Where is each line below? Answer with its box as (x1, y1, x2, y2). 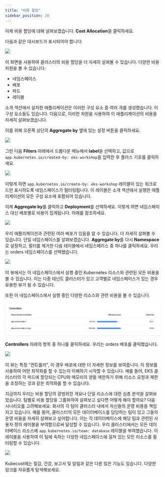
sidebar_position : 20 (5, 13, 50, 18)
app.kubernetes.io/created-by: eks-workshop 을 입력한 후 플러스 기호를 (5, 154, 146, 160)
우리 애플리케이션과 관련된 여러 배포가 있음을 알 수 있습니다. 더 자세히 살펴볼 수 (5, 230, 156, 236)
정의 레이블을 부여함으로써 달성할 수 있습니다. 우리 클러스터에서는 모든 (14, 421, 148, 428)
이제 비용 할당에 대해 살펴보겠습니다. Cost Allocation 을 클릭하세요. (5, 28, 134, 34)
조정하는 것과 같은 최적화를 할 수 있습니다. (10, 381, 90, 386)
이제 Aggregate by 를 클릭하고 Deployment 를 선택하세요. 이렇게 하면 (5, 203, 139, 209)
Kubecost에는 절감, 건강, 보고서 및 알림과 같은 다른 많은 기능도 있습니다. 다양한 (5, 461, 156, 467)
